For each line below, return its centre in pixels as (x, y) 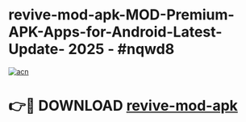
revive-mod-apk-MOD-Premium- (122, 15)
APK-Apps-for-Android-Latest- (115, 32)
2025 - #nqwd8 (121, 49)
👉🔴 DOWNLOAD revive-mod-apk (123, 106)
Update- (37, 49)
